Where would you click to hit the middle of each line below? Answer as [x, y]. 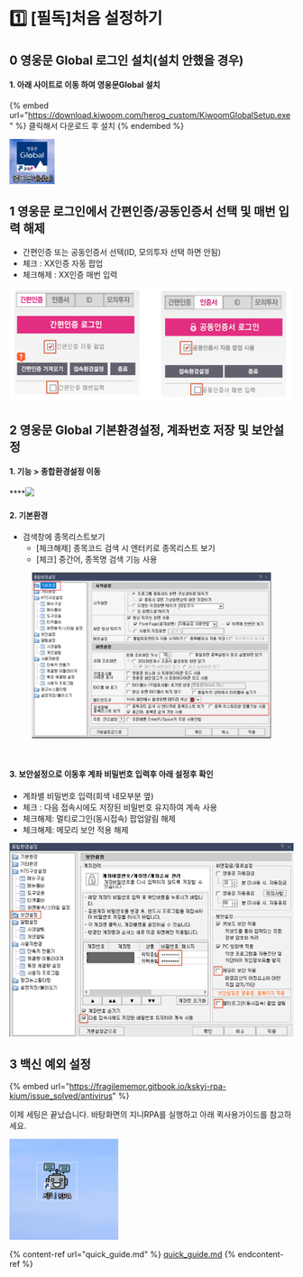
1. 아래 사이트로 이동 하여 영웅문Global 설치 [85, 85]
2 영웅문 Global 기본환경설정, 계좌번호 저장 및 [129, 430]
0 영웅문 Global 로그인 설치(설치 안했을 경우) [127, 60]
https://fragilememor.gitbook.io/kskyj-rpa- [148, 1087]
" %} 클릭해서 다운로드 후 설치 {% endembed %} [97, 125]
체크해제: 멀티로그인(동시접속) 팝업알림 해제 [99, 818]
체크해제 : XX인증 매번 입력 [70, 274]
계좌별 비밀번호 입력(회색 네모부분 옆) [88, 795]
